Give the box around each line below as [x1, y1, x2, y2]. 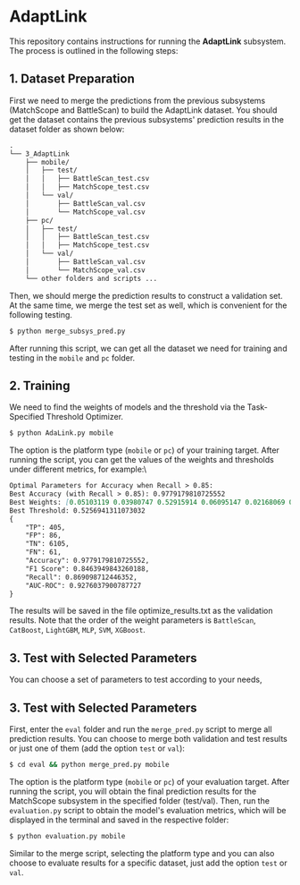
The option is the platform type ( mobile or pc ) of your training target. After [9, 445, 279, 455]
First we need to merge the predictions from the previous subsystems [9, 95, 266, 106]
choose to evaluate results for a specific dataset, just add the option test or [9, 857, 287, 868]
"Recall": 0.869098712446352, [25, 573, 138, 582]
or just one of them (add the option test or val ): [9, 743, 186, 753]
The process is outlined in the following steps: [9, 45, 179, 55]
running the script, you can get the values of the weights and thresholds [9, 455, 274, 465]
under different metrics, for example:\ [9, 464, 147, 475]
